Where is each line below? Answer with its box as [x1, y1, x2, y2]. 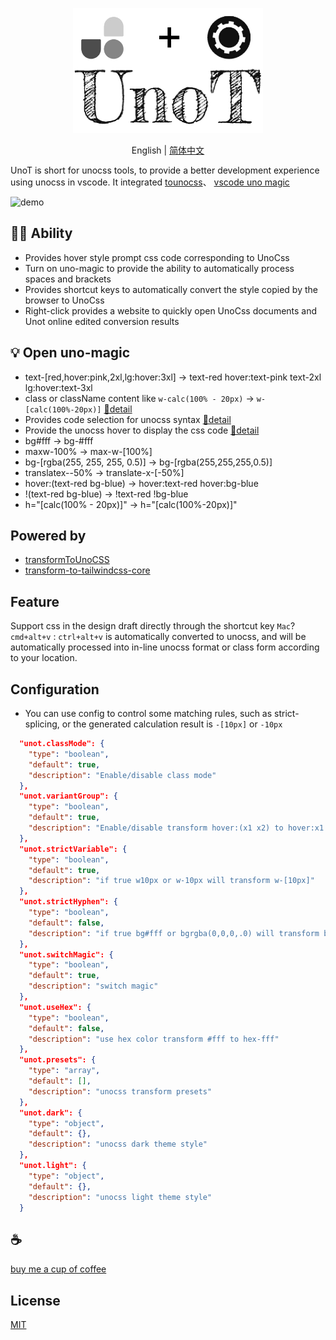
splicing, [24, 718, 60, 730]
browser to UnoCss [24, 294, 105, 306]
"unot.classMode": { [19, 739, 105, 749]
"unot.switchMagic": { [19, 949, 114, 960]
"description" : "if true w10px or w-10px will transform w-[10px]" [28, 876, 315, 886]
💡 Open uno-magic [10, 344, 131, 362]
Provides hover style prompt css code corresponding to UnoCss [24, 251, 290, 263]
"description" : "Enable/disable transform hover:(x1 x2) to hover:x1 [28, 823, 325, 833]
